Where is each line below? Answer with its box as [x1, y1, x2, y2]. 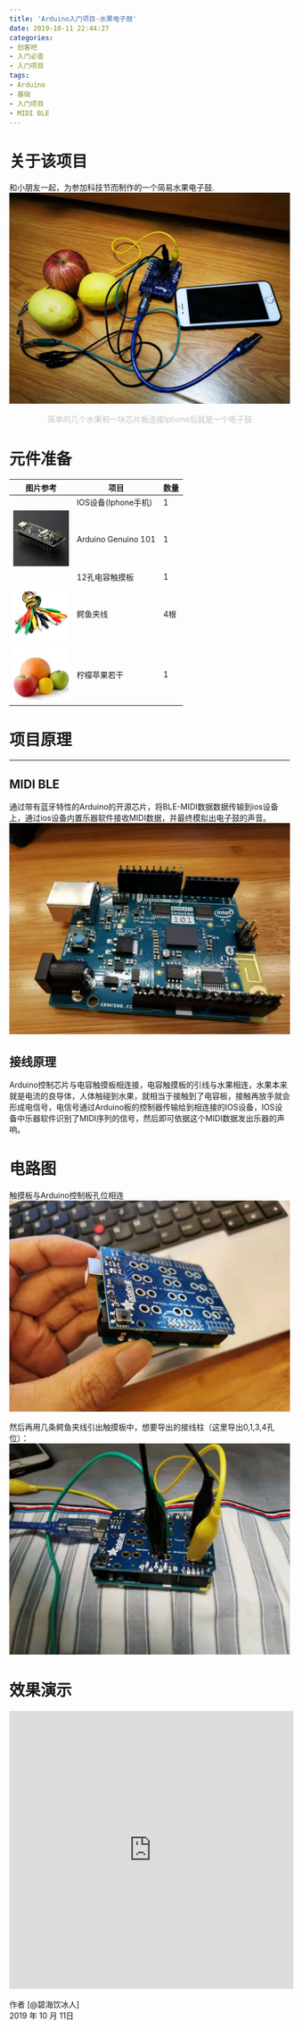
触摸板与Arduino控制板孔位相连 [9, 1190, 125, 1201]
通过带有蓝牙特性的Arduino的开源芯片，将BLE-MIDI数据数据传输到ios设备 [9, 801, 279, 812]
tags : [9, 71, 29, 80]
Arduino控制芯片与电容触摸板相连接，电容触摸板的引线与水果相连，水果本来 [9, 1079, 288, 1090]
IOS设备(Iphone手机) [77, 497, 153, 507]
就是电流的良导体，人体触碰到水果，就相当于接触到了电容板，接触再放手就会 [9, 1091, 290, 1102]
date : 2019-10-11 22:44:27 [9, 23, 110, 33]
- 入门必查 [9, 52, 45, 62]
